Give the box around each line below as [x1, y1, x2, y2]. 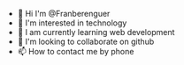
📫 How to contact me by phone [17, 47, 134, 56]
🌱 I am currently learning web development [17, 27, 175, 37]
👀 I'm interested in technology [17, 18, 127, 28]
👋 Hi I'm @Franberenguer [17, 9, 111, 18]
